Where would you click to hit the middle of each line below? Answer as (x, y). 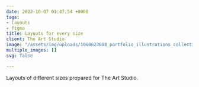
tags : (13, 17)
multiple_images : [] (32, 50)
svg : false (20, 56)
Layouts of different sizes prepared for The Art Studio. (72, 78)
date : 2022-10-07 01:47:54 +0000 (47, 12)
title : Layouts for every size (45, 34)
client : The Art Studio (36, 39)
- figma (16, 28)
